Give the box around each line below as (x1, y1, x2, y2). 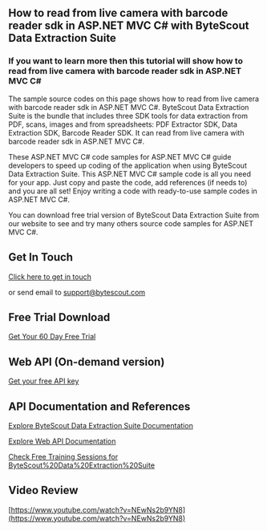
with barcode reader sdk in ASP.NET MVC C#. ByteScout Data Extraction (8, 102, 249, 111)
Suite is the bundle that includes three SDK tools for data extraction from (8, 111, 249, 120)
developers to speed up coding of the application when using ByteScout (8, 160, 247, 170)
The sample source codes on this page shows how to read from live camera (8, 94, 259, 103)
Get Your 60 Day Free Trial (8, 332, 96, 342)
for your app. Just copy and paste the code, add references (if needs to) (8, 177, 248, 187)
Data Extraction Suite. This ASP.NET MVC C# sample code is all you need (8, 168, 251, 179)
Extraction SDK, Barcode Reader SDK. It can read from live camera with (8, 128, 245, 137)
